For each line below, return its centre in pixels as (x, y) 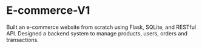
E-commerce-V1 (48, 10)
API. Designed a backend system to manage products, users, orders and (97, 33)
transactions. (23, 40)
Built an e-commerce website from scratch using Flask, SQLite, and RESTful (101, 27)
